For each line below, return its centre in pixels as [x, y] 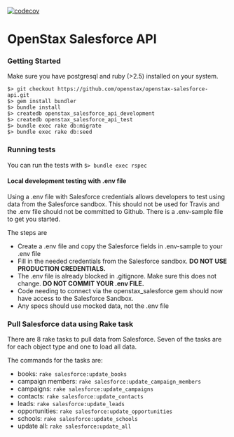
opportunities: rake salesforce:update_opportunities [95, 411]
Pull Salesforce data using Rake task [70, 324]
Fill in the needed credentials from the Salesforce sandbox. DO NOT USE [122, 261]
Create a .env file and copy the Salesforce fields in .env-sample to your [120, 246]
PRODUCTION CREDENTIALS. [62, 268]
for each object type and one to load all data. [72, 347]
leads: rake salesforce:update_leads [71, 404]
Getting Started [34, 61]
